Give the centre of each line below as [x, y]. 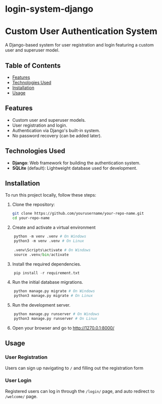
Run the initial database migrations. [47, 282]
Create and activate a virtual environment [54, 227]
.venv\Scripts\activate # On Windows [52, 250]
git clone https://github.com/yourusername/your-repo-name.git [78, 214]
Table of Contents [33, 65]
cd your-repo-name [31, 218]
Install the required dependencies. [47, 264]
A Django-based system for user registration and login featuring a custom [80, 45]
